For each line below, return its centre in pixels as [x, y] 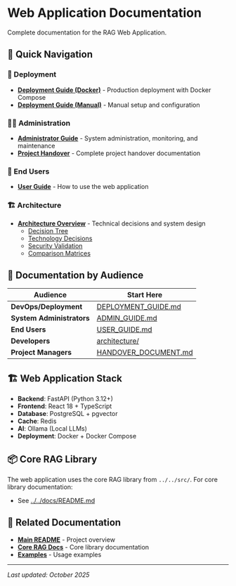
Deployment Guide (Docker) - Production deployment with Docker [114, 90]
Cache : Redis [37, 421]
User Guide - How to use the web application [83, 187]
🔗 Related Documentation [64, 522]
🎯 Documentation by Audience [76, 275]
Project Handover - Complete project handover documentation [109, 153]
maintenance [36, 145]
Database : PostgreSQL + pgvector [67, 414]
